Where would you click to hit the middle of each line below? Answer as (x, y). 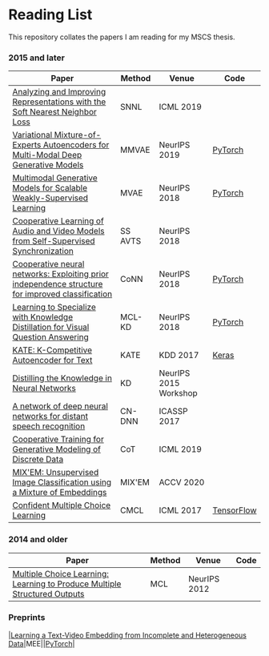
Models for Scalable (50, 188)
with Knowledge (43, 317)
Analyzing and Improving (59, 92)
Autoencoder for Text (52, 360)
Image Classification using (62, 482)
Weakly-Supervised (50, 198)
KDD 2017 (179, 356)
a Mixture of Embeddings (60, 493)
